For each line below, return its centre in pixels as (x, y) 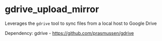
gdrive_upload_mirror (52, 9)
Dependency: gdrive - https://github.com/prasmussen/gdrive (69, 33)
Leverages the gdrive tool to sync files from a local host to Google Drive (81, 23)
